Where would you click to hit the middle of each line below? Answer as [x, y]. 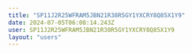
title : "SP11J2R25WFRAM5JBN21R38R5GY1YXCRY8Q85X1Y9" [97, 15]
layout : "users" [35, 37]
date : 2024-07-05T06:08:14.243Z [61, 23]
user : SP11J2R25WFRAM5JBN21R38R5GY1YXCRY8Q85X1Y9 [92, 30]
